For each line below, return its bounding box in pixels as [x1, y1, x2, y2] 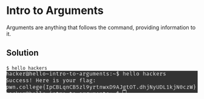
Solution [6, 48, 39, 58]
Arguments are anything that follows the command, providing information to [6, 24, 196, 31]
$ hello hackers [6, 65, 47, 71]
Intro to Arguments [6, 4, 104, 18]
